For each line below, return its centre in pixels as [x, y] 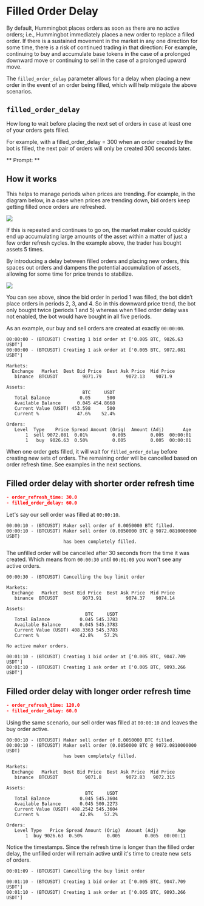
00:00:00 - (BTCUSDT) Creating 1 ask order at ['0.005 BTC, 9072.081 [96, 350]
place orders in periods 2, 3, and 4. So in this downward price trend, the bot [101, 303]
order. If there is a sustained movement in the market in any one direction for [102, 41]
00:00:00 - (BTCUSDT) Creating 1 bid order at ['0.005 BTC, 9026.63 [95, 339]
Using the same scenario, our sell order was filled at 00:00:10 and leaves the [102, 722]
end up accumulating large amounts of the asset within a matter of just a [97, 236]
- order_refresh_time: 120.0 [43, 705]
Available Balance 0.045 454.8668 [65, 403]
